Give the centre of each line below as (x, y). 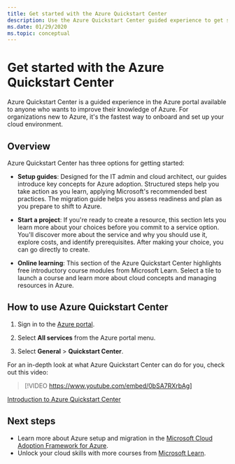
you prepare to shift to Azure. (60, 206)
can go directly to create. (54, 249)
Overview (29, 146)
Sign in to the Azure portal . (56, 324)
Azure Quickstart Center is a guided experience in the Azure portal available (117, 102)
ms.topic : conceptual (39, 33)
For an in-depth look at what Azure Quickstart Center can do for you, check (116, 365)
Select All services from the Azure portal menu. (86, 338)
